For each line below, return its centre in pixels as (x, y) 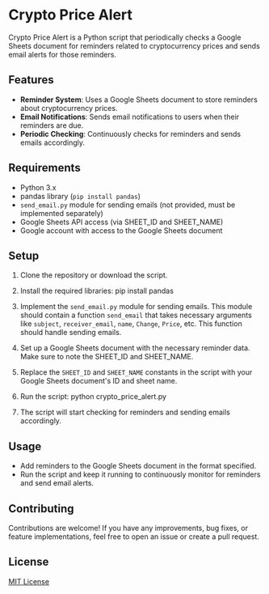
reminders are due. (52, 125)
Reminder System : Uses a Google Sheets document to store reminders (139, 100)
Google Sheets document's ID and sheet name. (99, 381)
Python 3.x (38, 187)
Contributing (41, 509)
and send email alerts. (57, 483)
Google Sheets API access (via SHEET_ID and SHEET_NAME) (122, 222)
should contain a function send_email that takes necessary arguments (136, 315)
